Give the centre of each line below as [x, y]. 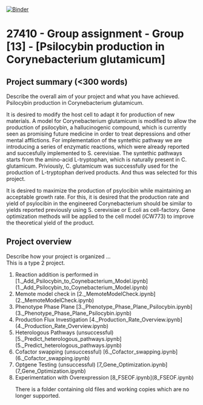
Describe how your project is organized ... [58, 256]
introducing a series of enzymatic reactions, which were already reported [98, 147]
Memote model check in [45, 294]
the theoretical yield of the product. [51, 223]
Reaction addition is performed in [57, 274]
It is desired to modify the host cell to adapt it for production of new [91, 114]
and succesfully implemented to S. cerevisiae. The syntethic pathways [94, 153]
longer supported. [38, 395]
